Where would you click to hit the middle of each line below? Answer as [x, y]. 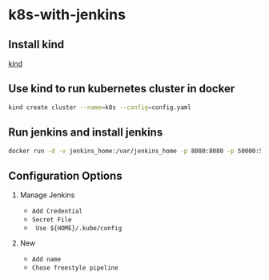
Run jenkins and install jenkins [86, 133]
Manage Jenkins [47, 195]
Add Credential [57, 211]
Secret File [52, 220]
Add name [46, 260]
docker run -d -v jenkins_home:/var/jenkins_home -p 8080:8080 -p [121, 151]
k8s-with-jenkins [67, 15]
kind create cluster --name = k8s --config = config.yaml [100, 107]
